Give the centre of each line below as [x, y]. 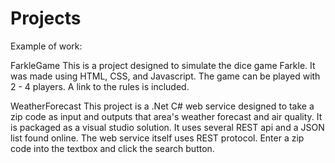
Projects [46, 18]
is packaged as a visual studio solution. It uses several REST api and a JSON [167, 127]
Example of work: [46, 46]
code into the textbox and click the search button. [112, 148]
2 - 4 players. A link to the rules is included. [100, 86]
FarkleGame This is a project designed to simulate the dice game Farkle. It [163, 65]
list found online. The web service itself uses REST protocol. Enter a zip [157, 138]
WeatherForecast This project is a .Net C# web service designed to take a [162, 106]
